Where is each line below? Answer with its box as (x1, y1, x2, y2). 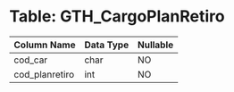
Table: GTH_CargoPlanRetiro (9, 6, 225, 27)
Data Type (84, 38, 130, 51)
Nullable (137, 38, 174, 51)
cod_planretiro (13, 68, 75, 80)
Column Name (13, 38, 76, 51)
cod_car (13, 54, 48, 66)
